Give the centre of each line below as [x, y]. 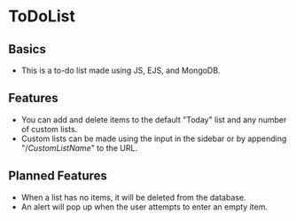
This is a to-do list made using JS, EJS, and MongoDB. [121, 70]
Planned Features [58, 176]
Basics [27, 49]
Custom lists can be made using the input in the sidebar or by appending [154, 138]
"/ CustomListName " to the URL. [79, 147]
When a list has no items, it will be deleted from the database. [133, 197]
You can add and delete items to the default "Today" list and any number [154, 119]
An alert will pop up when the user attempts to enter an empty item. [144, 207]
